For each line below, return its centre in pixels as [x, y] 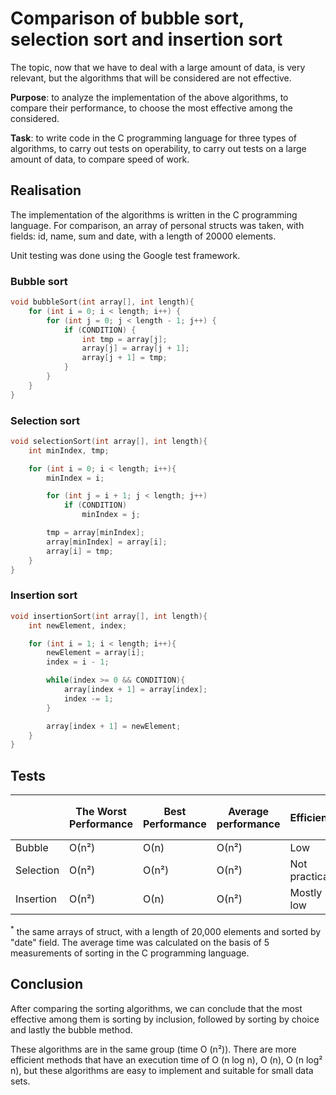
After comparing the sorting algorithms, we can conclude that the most [156, 1008]
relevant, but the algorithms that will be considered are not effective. [151, 78]
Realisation [46, 190]
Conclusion [47, 984]
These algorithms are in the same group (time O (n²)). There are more [153, 1049]
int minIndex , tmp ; [69, 450]
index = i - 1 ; [78, 662]
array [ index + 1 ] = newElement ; [114, 726]
